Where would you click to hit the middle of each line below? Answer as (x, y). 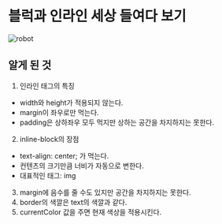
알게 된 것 (30, 65)
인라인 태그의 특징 (47, 86)
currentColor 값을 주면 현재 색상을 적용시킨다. (91, 212)
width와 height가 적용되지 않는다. (71, 103)
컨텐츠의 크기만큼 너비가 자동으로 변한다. (81, 166)
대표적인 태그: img (48, 175)
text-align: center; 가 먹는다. (64, 155)
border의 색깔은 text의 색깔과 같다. (73, 202)
